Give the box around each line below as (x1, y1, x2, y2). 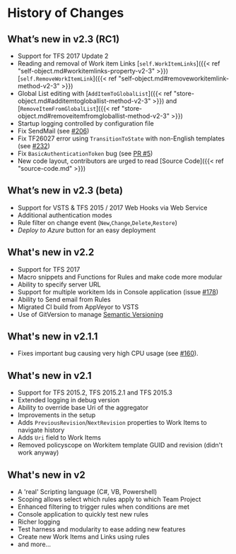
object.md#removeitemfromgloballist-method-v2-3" (17, 112, 170, 120)
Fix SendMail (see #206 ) (17, 127, 90, 135)
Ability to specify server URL (17, 280, 101, 289)
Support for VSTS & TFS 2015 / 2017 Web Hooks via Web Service (17, 203, 208, 212)
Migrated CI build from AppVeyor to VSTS (17, 302, 139, 311)
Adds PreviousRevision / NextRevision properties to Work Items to (17, 418, 207, 427)
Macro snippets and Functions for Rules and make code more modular (17, 272, 223, 281)
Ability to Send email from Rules (17, 295, 111, 303)
